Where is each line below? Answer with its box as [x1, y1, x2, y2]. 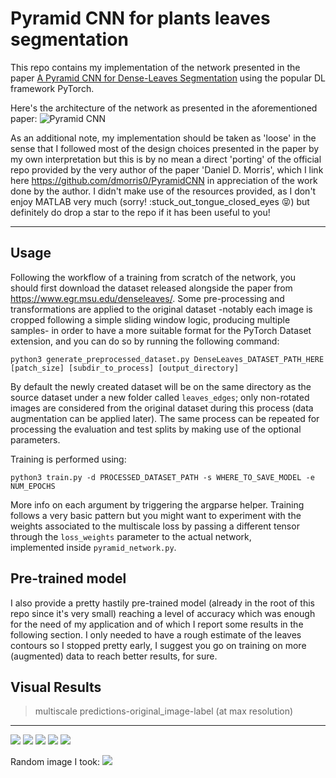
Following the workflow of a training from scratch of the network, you [10, 271, 297, 283]
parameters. [10, 433, 61, 446]
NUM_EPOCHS [10, 481, 56, 491]
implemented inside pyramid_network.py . [10, 541, 177, 553]
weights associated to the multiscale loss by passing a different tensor [10, 520, 300, 532]
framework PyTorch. [10, 82, 95, 94]
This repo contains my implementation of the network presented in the [10, 61, 301, 73]
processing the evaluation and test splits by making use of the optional [10, 423, 302, 435]
